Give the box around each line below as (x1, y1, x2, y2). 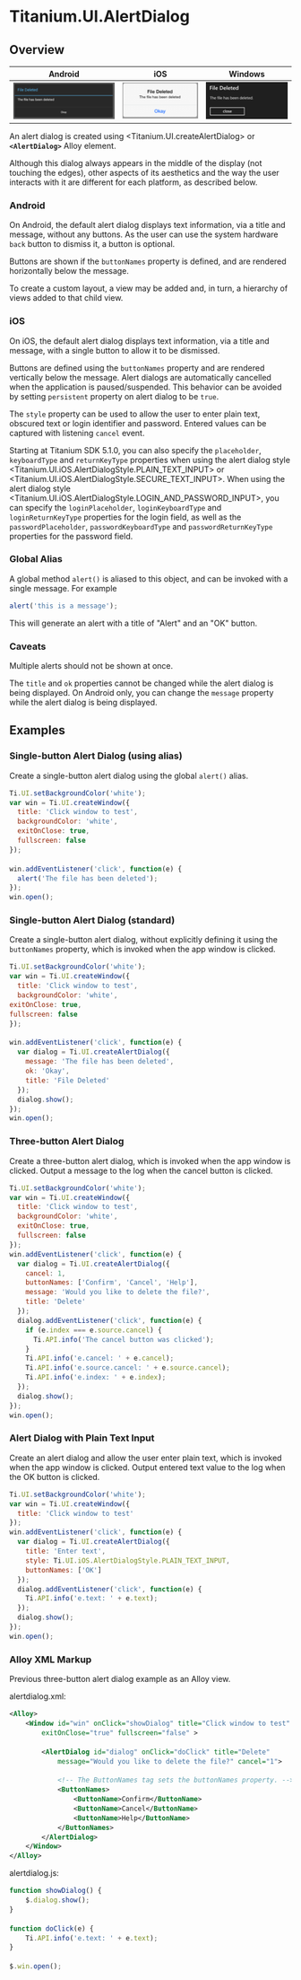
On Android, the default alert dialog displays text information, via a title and (9, 220, 286, 231)
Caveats (9, 640, 47, 653)
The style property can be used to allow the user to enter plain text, (9, 408, 261, 419)
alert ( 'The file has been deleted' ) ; (17, 873, 159, 883)
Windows (228, 68, 266, 79)
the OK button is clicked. (9, 1471, 100, 1482)
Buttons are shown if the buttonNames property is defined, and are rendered (9, 256, 287, 267)
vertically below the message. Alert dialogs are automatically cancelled (9, 372, 271, 382)
